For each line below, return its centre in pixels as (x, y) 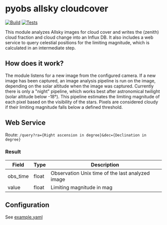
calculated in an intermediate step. (41, 48)
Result (13, 152)
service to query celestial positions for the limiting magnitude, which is (78, 42)
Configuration (27, 205)
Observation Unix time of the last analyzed (100, 173)
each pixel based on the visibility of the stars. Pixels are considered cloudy (82, 102)
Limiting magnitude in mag (82, 187)
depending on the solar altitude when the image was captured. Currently (80, 86)
